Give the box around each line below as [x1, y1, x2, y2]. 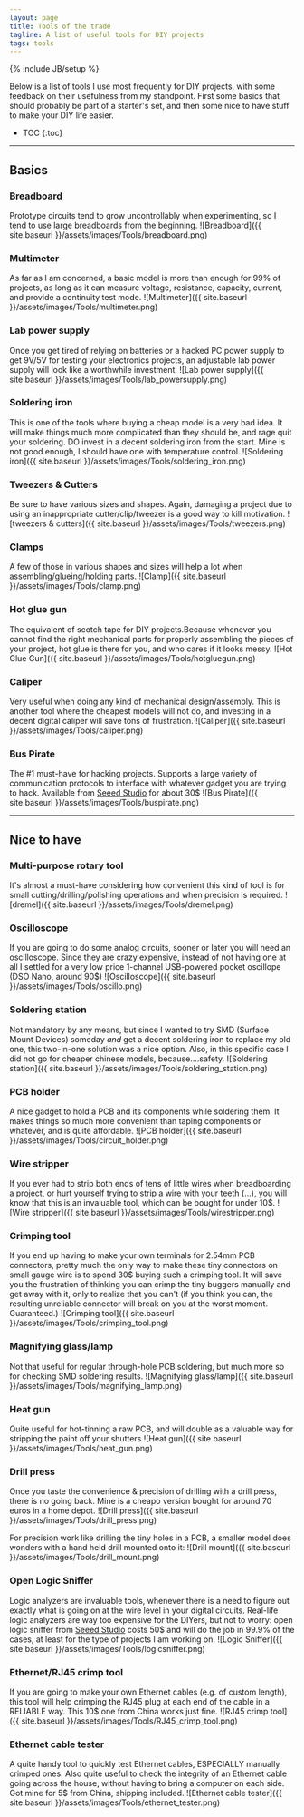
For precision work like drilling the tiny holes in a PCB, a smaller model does [9, 1532, 291, 1543]
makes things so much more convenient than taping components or [9, 1115, 261, 1126]
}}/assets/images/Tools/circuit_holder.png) [9, 1135, 169, 1146]
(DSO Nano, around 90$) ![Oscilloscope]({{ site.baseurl [9, 972, 216, 982]
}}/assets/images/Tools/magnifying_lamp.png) [9, 1380, 183, 1391]
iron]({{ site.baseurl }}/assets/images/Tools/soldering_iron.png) [9, 455, 246, 466]
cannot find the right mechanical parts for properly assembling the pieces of [9, 633, 294, 644]
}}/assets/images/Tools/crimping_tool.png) [9, 1317, 169, 1329]
